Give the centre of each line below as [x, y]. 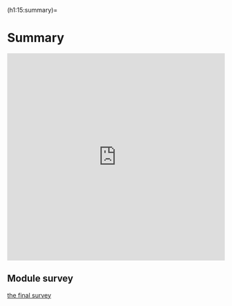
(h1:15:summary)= [32, 10]
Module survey [40, 279]
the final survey [29, 295]
